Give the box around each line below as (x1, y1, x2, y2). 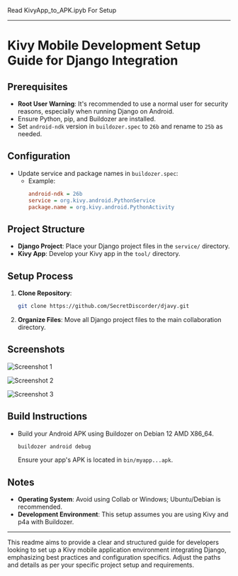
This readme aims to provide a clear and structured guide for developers (7, 538, 220, 547)
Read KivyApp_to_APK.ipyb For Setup (7, 6, 117, 14)
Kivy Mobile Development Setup (7, 38, 201, 54)
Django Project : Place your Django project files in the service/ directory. (17, 242, 230, 250)
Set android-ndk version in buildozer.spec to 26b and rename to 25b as (17, 122, 223, 131)
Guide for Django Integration (7, 52, 178, 69)
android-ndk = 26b (28, 190, 83, 197)
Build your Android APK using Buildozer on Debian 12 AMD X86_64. (17, 429, 214, 438)
